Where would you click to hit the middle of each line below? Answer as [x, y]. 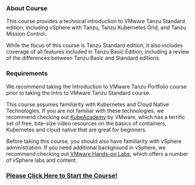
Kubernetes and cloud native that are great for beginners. [76, 130]
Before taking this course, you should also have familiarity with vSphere [94, 141]
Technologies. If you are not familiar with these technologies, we [85, 111]
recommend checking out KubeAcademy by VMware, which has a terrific [96, 117]
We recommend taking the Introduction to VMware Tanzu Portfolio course [97, 86]
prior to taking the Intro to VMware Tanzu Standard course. [78, 93]
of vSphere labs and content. [42, 160]
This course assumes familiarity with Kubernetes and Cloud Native [88, 104]
